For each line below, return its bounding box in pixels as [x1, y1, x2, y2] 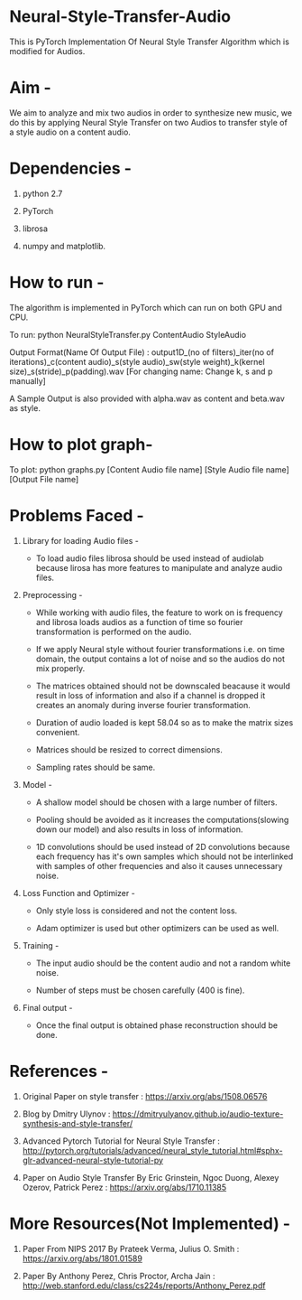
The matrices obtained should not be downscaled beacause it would [35, 680, 291, 691]
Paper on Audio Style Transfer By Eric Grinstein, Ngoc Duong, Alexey [22, 1172, 279, 1183]
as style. [9, 402, 41, 413]
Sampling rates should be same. [35, 762, 156, 772]
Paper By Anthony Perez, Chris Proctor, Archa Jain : [22, 1270, 215, 1281]
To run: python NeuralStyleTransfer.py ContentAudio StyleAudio [9, 329, 246, 340]
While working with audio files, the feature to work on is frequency [35, 607, 284, 618]
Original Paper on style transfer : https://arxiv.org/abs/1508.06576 [22, 1090, 268, 1101]
